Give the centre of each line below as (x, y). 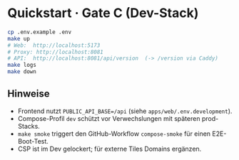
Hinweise (29, 94)
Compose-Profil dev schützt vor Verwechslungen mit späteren (109, 118)
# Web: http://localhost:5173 (54, 45)
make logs (22, 65)
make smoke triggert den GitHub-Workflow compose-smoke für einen (114, 134)
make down (22, 72)
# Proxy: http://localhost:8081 (55, 52)
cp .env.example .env (40, 32)
